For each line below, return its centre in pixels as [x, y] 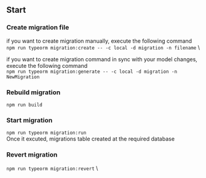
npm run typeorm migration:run [46, 133]
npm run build [25, 105]
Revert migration [32, 155]
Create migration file [38, 28]
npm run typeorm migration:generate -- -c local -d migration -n [92, 72]
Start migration [30, 120]
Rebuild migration [34, 92]
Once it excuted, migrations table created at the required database [91, 139]
